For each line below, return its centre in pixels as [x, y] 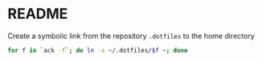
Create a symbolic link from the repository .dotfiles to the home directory [131, 36]
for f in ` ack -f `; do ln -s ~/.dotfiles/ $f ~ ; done [98, 50]
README [38, 14]
